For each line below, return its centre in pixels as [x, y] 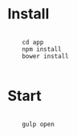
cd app [33, 42]
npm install [42, 49]
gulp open [38, 124]
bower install [45, 56]
